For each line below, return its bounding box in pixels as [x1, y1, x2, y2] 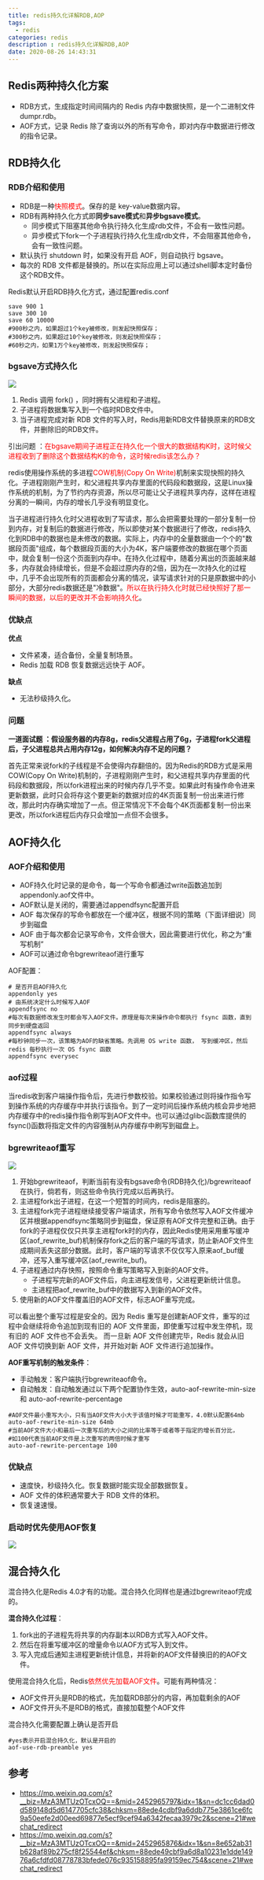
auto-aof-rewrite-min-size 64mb [8, 1417, 114, 1426]
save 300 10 [8, 309, 47, 317]
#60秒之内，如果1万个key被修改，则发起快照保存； [8, 341, 150, 349]
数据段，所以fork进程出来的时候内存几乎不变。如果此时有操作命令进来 [28, 780, 255, 791]
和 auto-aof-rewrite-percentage [19, 1394, 123, 1403]
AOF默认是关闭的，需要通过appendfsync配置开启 [19, 900, 180, 909]
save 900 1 [8, 302, 44, 311]
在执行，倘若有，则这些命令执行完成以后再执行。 [19, 1186, 178, 1196]
